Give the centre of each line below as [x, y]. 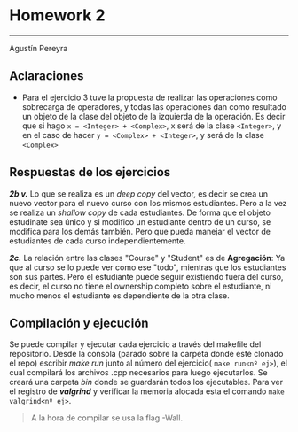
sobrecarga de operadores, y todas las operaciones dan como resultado [154, 106]
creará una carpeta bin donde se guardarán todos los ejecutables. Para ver [146, 382]
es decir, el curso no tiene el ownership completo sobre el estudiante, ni [141, 286]
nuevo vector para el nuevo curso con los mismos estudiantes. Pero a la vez [148, 203]
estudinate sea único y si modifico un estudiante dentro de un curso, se [140, 221]
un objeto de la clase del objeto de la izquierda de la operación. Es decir [153, 116]
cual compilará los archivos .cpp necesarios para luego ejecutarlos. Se [138, 373]
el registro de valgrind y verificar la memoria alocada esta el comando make [147, 391]
